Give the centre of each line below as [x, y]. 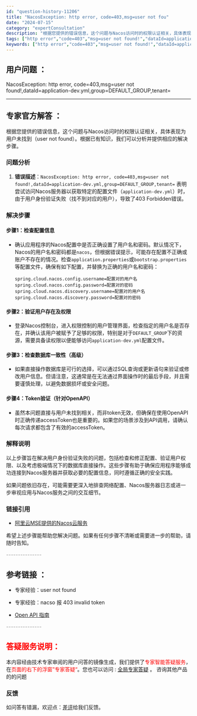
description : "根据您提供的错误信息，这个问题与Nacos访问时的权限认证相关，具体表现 [99, 34]
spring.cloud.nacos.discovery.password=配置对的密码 [78, 298]
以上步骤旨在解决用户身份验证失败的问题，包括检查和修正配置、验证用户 [93, 458]
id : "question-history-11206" [43, 11]
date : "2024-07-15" [30, 22]
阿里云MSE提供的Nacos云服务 [51, 523]
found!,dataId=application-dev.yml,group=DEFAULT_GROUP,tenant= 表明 [101, 184]
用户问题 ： [26, 70]
